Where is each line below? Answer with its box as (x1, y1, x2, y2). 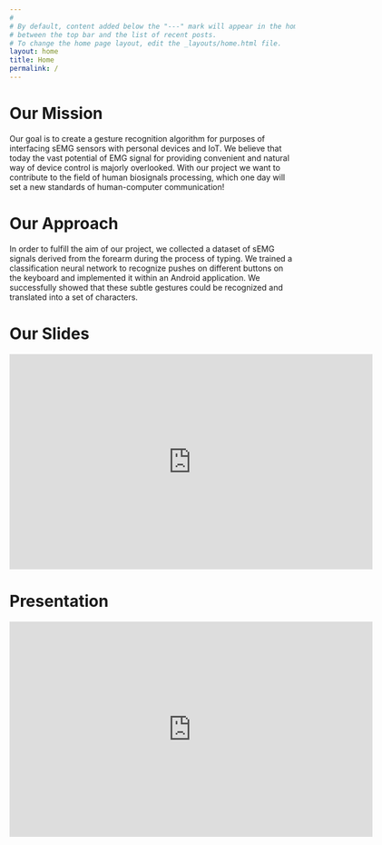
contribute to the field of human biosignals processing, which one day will (9, 172, 286, 183)
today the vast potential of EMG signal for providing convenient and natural (9, 152, 290, 164)
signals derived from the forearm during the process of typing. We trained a (9, 253, 293, 263)
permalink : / (9, 65, 59, 74)
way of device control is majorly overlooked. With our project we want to (9, 162, 281, 173)
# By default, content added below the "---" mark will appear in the (9, 22, 282, 31)
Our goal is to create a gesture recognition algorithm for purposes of (9, 133, 266, 144)
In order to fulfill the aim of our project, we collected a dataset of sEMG (9, 243, 275, 254)
